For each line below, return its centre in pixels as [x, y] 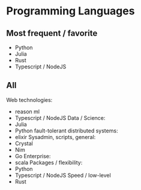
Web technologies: [29, 99]
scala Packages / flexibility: [49, 162]
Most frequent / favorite [52, 33]
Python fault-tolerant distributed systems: [66, 131]
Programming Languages [70, 11]
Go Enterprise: [33, 156]
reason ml [27, 111]
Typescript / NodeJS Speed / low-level [63, 175]
